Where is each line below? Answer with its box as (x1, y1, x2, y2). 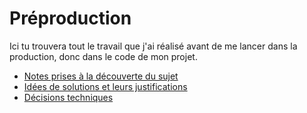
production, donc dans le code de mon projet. (9, 50, 198, 62)
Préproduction (9, 7, 132, 30)
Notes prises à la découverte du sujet (23, 70, 179, 82)
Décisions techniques (23, 91, 114, 103)
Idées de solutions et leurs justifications (23, 80, 188, 92)
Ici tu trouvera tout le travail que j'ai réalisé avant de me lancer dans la (9, 40, 298, 52)
